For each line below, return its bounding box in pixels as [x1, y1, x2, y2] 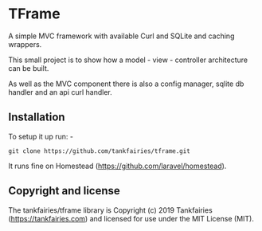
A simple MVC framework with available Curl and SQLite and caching [8, 31, 235, 41]
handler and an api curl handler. [8, 87, 113, 96]
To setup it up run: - [8, 131, 74, 141]
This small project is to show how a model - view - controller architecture [8, 55, 248, 65]
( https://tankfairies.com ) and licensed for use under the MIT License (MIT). [8, 213, 255, 223]
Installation [8, 111, 65, 124]
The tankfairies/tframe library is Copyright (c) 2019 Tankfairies [8, 205, 213, 215]
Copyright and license [8, 184, 121, 198]
